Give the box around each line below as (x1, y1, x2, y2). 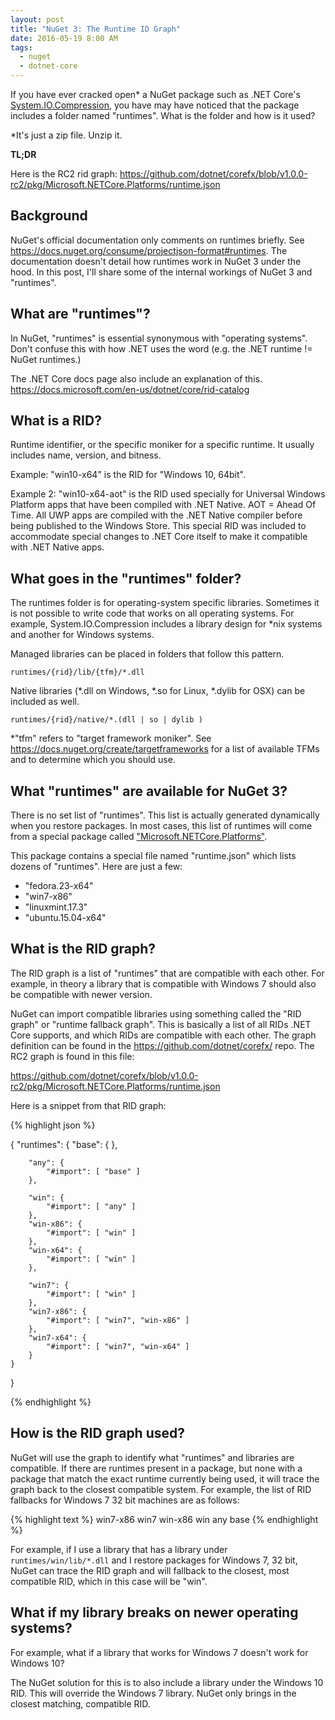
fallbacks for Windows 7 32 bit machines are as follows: (10, 1494, 240, 1506)
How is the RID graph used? (10, 1425, 185, 1442)
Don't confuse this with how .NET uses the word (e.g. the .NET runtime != (10, 342, 313, 355)
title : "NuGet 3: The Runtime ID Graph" (10, 24, 182, 34)
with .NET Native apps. (10, 541, 105, 553)
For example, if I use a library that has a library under (10, 1543, 228, 1555)
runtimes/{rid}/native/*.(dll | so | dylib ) (10, 715, 203, 725)
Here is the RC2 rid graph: (10, 168, 118, 180)
